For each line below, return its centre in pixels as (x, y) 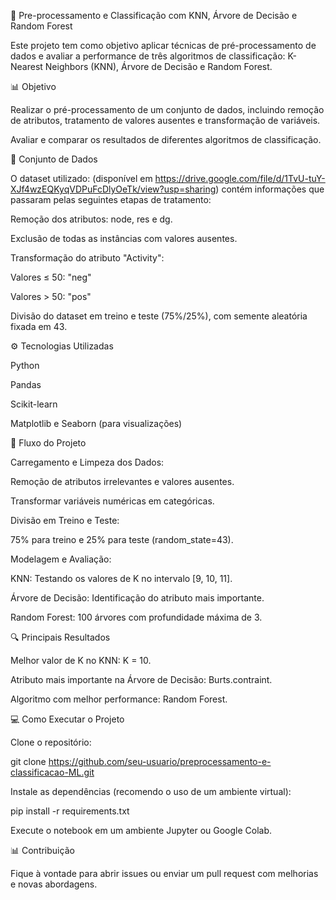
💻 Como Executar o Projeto (67, 719)
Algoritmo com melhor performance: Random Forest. (119, 699)
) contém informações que (270, 189)
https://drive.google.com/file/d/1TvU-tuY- (240, 178)
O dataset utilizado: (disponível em (81, 178)
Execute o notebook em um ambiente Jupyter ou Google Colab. (141, 830)
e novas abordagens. (54, 884)
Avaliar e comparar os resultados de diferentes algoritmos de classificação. (166, 139)
